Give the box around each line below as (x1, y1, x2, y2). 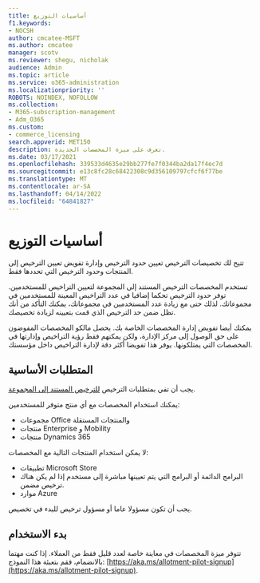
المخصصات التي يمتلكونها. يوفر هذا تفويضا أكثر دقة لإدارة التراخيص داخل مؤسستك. (8, 340, 253, 350)
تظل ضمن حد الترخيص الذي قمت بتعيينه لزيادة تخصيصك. (8, 307, 176, 317)
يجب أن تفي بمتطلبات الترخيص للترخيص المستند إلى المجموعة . (8, 384, 195, 394)
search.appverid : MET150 (8, 137, 91, 146)
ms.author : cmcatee (8, 42, 73, 50)
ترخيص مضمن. (19, 480, 65, 490)
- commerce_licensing (8, 130, 81, 138)
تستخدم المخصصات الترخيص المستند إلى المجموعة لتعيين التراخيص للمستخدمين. (8, 282, 249, 291)
